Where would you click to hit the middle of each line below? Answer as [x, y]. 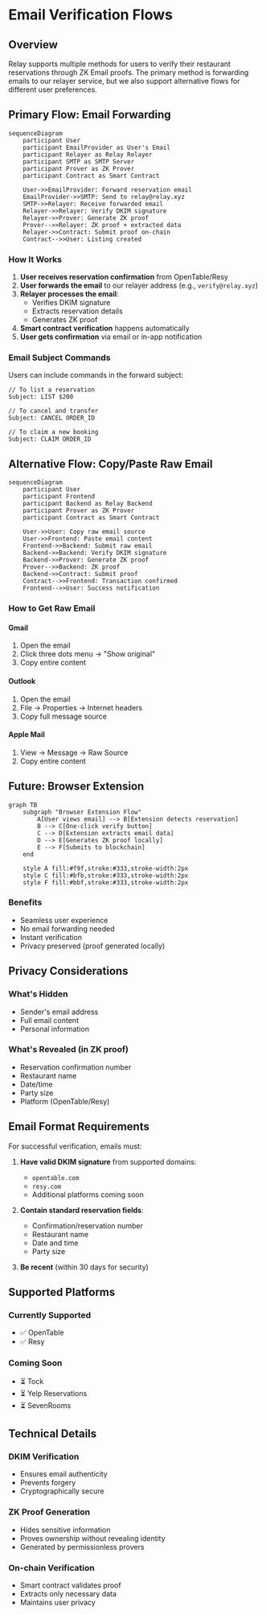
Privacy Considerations [68, 971]
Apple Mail [27, 735]
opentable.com [55, 1178]
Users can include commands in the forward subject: [96, 375]
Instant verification [51, 937]
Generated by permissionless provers [82, 1547]
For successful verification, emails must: [75, 1146]
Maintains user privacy [58, 1602]
